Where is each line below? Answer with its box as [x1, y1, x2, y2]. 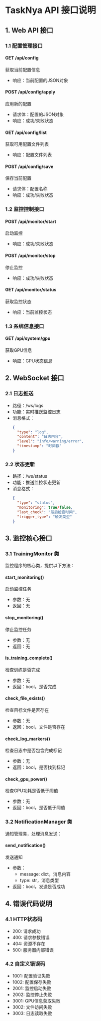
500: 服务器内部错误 [12, 947, 54, 953]
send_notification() [5, 843, 46, 849]
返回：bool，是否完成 [12, 683, 57, 690]
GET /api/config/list [5, 129, 47, 135]
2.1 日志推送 [5, 390, 34, 397]
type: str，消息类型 [19, 877, 59, 883]
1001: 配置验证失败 [12, 973, 51, 979]
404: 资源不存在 [12, 941, 46, 947]
